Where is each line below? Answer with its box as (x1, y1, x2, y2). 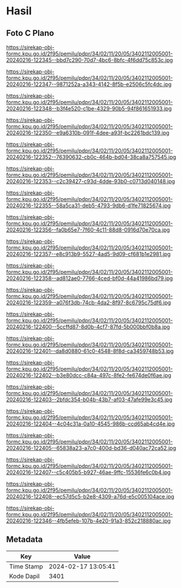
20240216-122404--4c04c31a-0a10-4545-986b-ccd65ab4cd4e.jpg (6, 420, 175, 427)
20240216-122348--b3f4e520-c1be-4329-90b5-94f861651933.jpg (6, 105, 172, 112)
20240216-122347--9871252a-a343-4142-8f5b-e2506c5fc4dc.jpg (6, 81, 172, 88)
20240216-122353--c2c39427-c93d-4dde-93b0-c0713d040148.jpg (6, 178, 175, 184)
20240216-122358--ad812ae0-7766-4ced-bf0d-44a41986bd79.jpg (6, 275, 173, 282)
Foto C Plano (6, 28, 54, 38)
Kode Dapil (9, 572, 40, 580)
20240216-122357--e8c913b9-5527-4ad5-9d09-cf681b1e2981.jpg (6, 251, 171, 257)
